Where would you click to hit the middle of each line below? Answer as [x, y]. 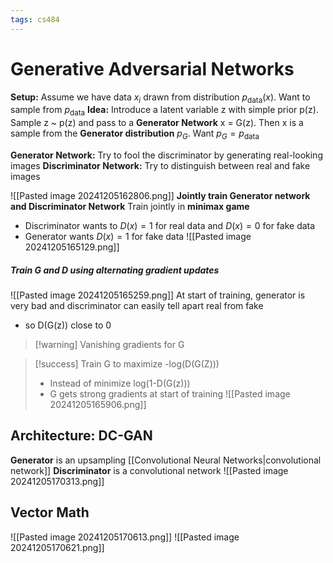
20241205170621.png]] [57, 547]
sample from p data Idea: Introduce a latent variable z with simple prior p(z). [164, 111]
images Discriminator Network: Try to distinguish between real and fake [160, 165]
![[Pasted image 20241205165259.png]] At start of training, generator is [158, 295]
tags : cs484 [35, 19]
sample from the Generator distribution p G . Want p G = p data [135, 134]
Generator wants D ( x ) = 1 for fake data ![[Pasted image [138, 236]
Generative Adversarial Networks [152, 68]
